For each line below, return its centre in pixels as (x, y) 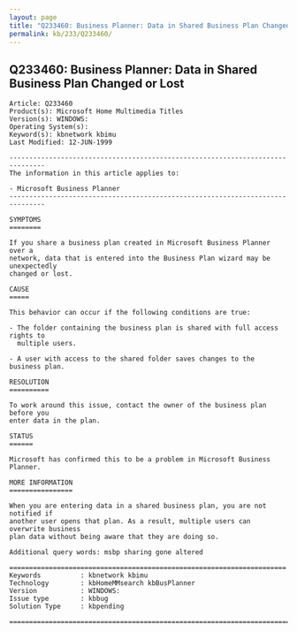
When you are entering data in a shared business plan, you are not (138, 506)
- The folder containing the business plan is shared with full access (144, 328)
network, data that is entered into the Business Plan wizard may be (140, 259)
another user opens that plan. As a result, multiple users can (130, 522)
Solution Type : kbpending (67, 606)
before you (29, 413)
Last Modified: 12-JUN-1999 (61, 142)
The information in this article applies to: (94, 173)
